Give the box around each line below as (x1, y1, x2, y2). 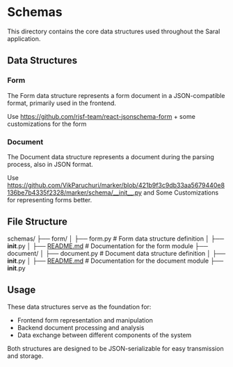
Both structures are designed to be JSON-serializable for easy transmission (7, 344, 224, 352)
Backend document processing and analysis (17, 323, 145, 332)
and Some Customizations (143, 188, 219, 197)
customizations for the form (7, 120, 87, 128)
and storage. (7, 352, 44, 360)
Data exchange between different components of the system (17, 331, 192, 339)
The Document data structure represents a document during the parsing (7, 152, 214, 161)
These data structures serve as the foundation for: (7, 302, 152, 311)
